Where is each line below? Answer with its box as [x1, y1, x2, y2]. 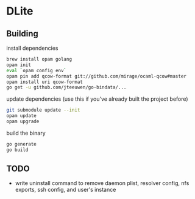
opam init [6, 62, 32, 68]
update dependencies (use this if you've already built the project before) [6, 95, 188, 103]
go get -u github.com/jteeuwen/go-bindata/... [6, 84, 127, 90]
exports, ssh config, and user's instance [15, 186, 116, 194]
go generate [6, 141, 37, 147]
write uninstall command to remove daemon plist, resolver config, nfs [15, 180, 190, 187]
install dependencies [6, 44, 58, 52]
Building [6, 29, 38, 39]
